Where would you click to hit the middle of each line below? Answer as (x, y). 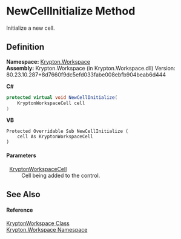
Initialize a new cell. (31, 28)
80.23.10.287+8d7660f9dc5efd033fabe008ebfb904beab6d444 (86, 75)
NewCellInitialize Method (71, 11)
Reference (20, 210)
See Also (23, 194)
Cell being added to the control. (61, 175)
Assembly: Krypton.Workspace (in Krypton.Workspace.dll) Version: (91, 68)
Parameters (21, 155)
